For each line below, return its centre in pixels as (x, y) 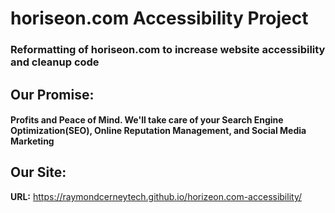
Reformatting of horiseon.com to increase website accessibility (168, 50)
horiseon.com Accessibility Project (159, 18)
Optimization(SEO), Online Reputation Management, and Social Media (158, 131)
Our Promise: (52, 94)
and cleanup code (55, 62)
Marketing (32, 141)
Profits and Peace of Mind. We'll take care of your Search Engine (147, 120)
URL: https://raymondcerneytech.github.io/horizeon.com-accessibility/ (156, 196)
